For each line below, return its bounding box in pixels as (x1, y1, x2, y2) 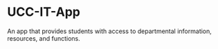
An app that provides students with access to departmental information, (7, 27, 212, 35)
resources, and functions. (7, 34, 81, 42)
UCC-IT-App (7, 4, 81, 20)
